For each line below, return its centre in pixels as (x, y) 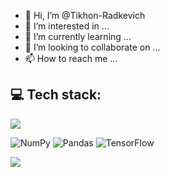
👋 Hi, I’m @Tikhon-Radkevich (85, 15)
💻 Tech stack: (56, 95)
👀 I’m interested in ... (67, 26)
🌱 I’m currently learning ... (78, 36)
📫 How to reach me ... (71, 58)
